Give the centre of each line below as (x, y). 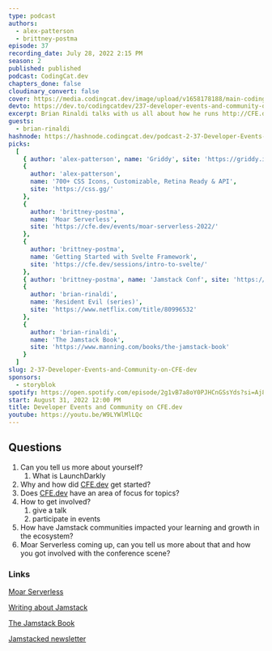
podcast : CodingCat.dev (49, 76)
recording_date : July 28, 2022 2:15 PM (76, 53)
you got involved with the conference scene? (95, 553)
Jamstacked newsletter (47, 639)
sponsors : (25, 377)
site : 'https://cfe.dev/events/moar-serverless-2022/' (124, 227)
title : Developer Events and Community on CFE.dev (96, 407)
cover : (19, 99)
